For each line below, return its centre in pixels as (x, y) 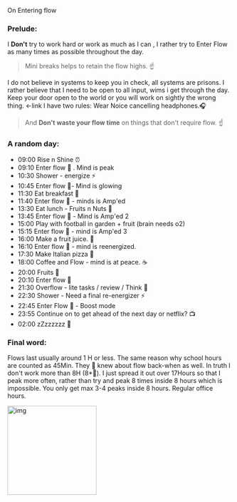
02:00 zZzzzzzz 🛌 (44, 324)
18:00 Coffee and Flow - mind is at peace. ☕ (83, 262)
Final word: (27, 342)
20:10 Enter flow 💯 (44, 280)
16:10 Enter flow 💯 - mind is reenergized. (77, 246)
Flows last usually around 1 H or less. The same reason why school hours (115, 358)
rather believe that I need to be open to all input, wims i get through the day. (118, 90)
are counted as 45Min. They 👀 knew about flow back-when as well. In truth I (119, 365)
